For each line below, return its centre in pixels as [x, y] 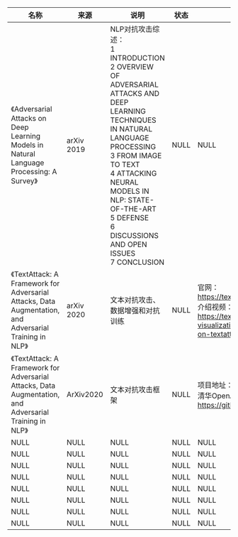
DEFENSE [133, 218]
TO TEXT [125, 164]
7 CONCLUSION [137, 262]
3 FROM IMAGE [136, 156]
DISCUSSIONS [135, 235]
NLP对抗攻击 [131, 29]
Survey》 [24, 181]
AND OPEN [129, 244]
